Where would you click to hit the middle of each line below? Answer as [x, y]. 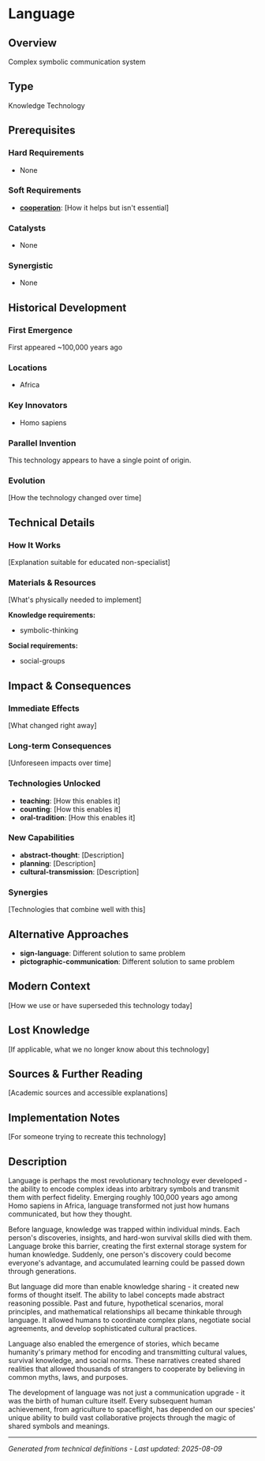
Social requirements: [43, 646]
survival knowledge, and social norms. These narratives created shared [124, 1360]
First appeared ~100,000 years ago [65, 347]
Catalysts [27, 228]
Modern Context [49, 986]
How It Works [35, 545]
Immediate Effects [44, 708]
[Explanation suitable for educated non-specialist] [90, 562]
